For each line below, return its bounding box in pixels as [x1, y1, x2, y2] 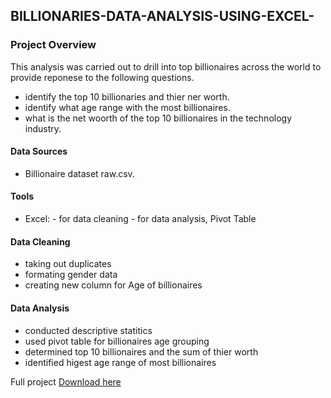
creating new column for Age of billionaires [24, 279, 203, 291]
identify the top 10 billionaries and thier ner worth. [24, 90, 230, 103]
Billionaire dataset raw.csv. [24, 167, 135, 179]
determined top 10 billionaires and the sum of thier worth [24, 345, 259, 358]
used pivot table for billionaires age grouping [24, 335, 210, 347]
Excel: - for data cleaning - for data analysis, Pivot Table [24, 213, 257, 225]
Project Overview [10, 38, 97, 52]
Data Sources [10, 145, 68, 158]
